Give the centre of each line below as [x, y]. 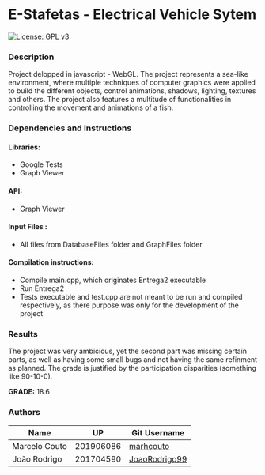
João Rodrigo [37, 458]
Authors [25, 413]
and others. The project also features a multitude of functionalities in [120, 100]
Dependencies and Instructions [70, 128]
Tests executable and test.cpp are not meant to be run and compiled [131, 296]
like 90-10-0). [30, 376]
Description [31, 57]
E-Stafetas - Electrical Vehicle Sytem [132, 15]
